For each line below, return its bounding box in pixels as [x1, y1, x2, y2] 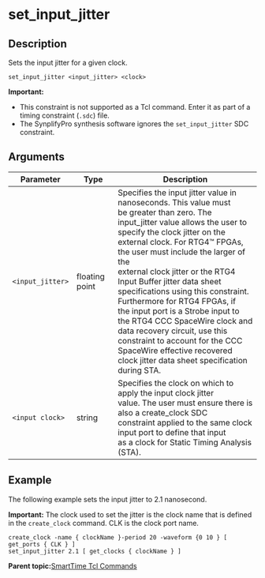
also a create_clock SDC [118, 407, 208, 418]
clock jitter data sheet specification [118, 355, 248, 366]
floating [76, 271, 105, 282]
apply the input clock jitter [118, 387, 215, 398]
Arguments [8, 150, 65, 163]
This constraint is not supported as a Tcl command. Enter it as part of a [19, 103, 251, 111]
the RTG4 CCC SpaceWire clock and [118, 315, 253, 326]
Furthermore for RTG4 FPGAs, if [118, 295, 237, 306]
